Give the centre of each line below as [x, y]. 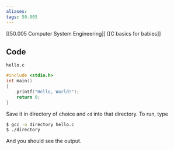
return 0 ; [29, 97]
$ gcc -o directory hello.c [40, 124]
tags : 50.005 [22, 17]
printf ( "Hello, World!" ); [48, 92]
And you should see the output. [44, 141]
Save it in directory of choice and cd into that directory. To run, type [87, 114]
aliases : [17, 11]
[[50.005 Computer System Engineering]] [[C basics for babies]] [83, 33]
